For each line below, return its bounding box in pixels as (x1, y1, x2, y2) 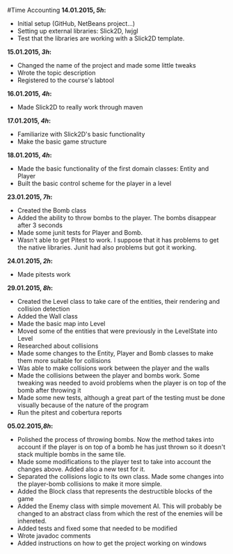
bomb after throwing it (17, 386, 81, 394)
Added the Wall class (17, 312, 78, 320)
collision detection (17, 305, 70, 313)
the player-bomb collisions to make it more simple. (17, 480, 162, 488)
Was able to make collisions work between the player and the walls (17, 364, 210, 372)
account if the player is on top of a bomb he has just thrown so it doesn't (17, 443, 226, 451)
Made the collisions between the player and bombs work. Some (17, 371, 200, 379)
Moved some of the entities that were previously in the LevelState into (17, 327, 218, 335)
